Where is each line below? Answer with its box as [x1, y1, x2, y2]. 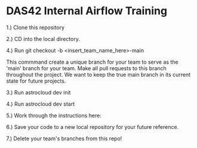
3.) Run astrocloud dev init [6, 89, 71, 96]
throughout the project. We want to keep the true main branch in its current [6, 71, 191, 78]
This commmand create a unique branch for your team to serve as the [6, 58, 178, 65]
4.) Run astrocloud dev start [6, 100, 75, 108]
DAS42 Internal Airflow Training [6, 4, 168, 18]
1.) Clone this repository [6, 24, 64, 31]
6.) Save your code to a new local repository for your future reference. [6, 123, 179, 130]
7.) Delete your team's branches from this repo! [6, 135, 122, 142]
